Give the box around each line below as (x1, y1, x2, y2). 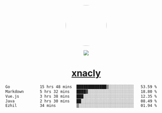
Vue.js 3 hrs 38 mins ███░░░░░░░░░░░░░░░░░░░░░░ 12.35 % (5, 94, 157, 99)
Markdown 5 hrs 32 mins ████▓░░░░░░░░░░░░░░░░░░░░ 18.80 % (5, 89, 157, 94)
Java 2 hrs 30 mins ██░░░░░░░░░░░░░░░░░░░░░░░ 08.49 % (5, 98, 157, 104)
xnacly (71, 68, 101, 79)
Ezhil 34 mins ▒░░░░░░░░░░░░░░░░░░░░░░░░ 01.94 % (5, 103, 157, 108)
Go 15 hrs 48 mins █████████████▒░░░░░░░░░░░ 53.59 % (5, 84, 157, 89)
